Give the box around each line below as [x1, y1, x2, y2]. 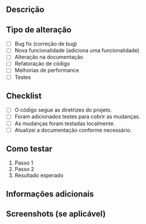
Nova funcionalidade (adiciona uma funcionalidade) [14, 47, 140, 54]
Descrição [6, 5, 45, 15]
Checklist [6, 91, 42, 101]
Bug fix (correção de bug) [14, 41, 77, 48]
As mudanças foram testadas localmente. [14, 120, 116, 127]
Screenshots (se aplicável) [6, 209, 106, 219]
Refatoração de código [14, 60, 70, 67]
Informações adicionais [6, 189, 94, 199]
